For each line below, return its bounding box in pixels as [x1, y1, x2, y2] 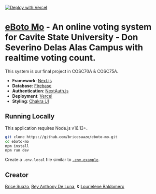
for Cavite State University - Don [5, 32, 139, 43]
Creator [5, 171, 29, 179]
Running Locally [5, 112, 55, 120]
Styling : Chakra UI [12, 98, 49, 104]
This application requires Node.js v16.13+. [5, 125, 88, 131]
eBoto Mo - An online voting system [5, 22, 152, 32]
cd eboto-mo [5, 139, 29, 144]
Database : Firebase [12, 83, 52, 89]
